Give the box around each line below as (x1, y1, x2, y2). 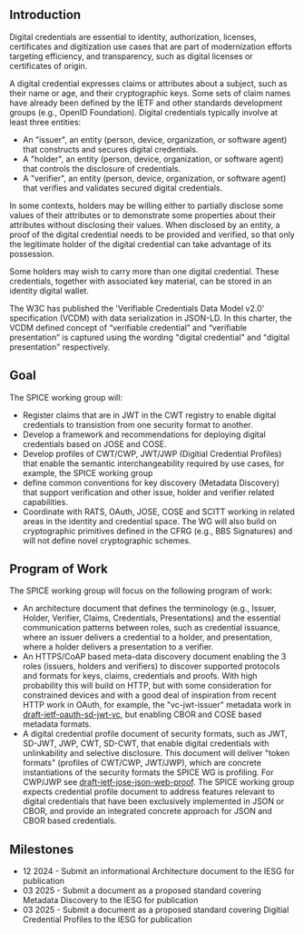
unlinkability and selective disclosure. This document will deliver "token (22, 748, 290, 759)
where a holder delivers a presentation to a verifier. (22, 641, 214, 652)
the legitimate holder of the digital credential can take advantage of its (9, 238, 272, 249)
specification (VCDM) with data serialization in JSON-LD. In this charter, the (9, 313, 292, 323)
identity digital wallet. (9, 285, 89, 296)
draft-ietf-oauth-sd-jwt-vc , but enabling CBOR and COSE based (22, 709, 261, 720)
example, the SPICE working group (22, 467, 153, 478)
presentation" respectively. (9, 341, 111, 353)
